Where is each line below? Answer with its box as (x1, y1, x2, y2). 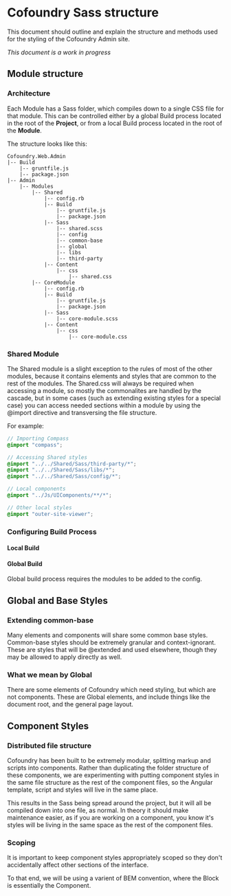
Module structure (7, 68, 84, 80)
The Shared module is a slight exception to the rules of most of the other (7, 364, 213, 372)
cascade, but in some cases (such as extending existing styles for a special (7, 394, 221, 402)
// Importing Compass (7, 435, 69, 442)
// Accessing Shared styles (7, 453, 88, 461)
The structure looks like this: (7, 139, 88, 148)
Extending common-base (7, 615, 94, 625)
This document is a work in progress (7, 48, 111, 56)
